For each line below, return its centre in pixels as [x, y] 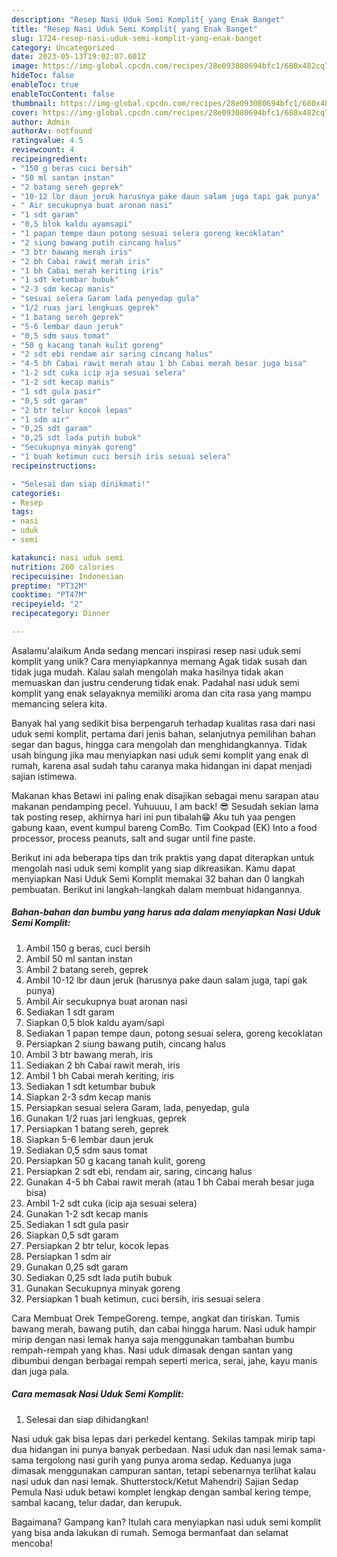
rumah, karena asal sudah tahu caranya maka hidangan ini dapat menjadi [162, 765]
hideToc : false [43, 76]
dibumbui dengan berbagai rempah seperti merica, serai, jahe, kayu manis [164, 1360]
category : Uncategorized [63, 47]
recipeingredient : [49, 159]
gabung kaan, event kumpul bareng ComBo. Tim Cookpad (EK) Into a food [164, 827]
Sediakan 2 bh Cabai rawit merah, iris [103, 1065]
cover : [25, 112]
